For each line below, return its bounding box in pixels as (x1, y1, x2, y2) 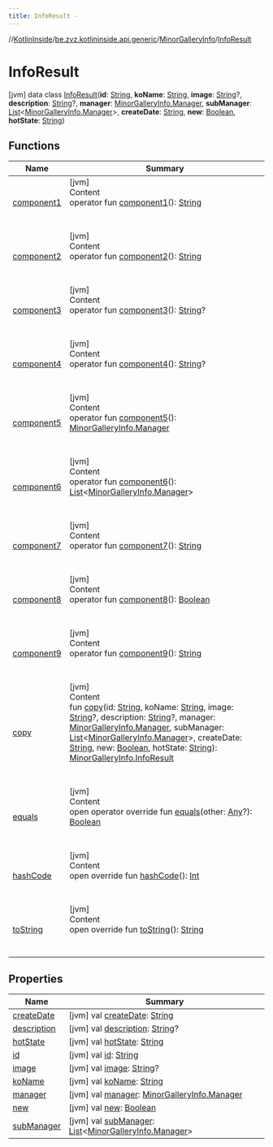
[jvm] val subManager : (68, 1115, 155, 1127)
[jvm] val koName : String (68, 1076, 164, 1087)
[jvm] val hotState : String (68, 1037, 164, 1048)
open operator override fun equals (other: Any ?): (68, 806, 253, 817)
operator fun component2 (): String (68, 251, 201, 262)
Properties (8, 972, 63, 985)
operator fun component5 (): (68, 412, 177, 423)
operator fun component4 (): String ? (68, 358, 206, 370)
